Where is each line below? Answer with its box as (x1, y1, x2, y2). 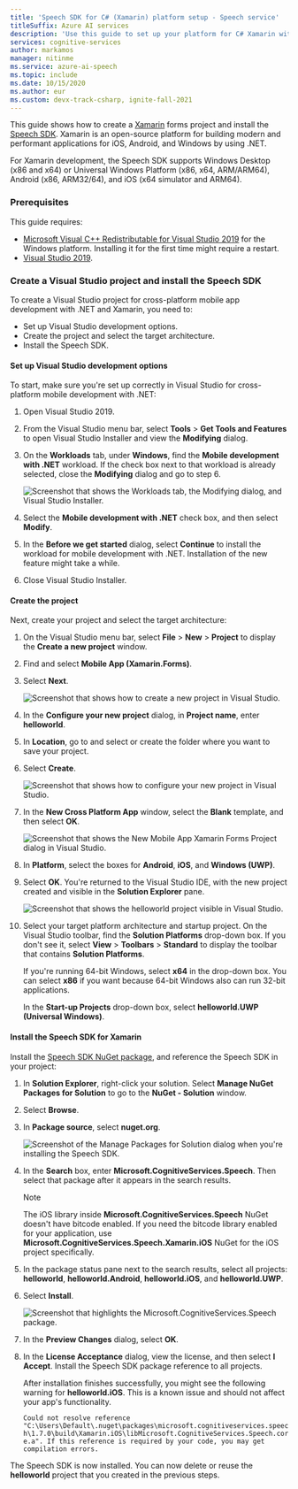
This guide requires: (10, 216, 83, 226)
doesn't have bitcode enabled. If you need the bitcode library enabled (22, 1218, 278, 1229)
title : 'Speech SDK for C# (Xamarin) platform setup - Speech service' (10, 12, 279, 22)
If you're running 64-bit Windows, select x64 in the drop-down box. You (22, 966, 287, 977)
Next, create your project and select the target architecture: (10, 615, 227, 626)
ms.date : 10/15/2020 (10, 79, 87, 88)
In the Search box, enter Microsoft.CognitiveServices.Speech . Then (22, 1165, 277, 1176)
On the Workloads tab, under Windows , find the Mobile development (22, 450, 279, 461)
